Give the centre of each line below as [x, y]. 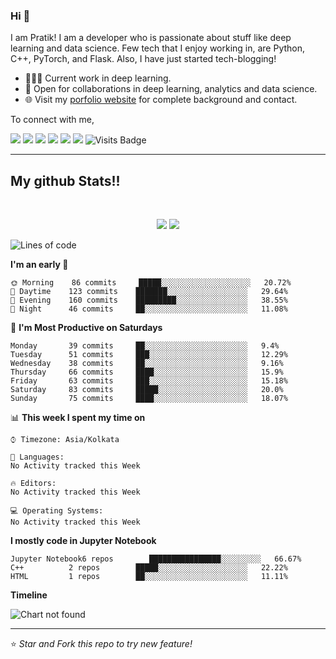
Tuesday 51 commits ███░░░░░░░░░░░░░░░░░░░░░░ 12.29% [149, 355]
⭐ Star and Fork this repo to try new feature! [101, 644]
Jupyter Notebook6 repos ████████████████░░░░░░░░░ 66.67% [156, 559]
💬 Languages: [37, 457]
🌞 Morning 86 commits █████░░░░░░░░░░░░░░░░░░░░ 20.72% [151, 283]
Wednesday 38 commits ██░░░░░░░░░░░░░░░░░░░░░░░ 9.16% [147, 364]
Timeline [29, 595]
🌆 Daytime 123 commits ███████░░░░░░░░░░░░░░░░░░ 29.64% [149, 292]
